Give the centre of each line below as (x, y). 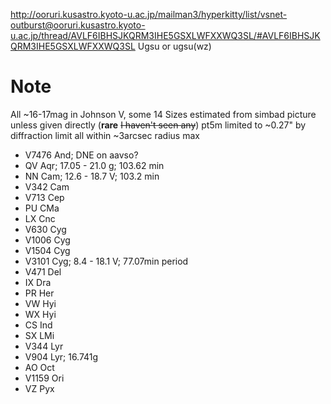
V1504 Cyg (47, 250)
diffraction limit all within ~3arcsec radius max (105, 135)
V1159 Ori (44, 378)
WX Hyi (40, 314)
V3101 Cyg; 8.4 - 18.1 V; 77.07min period (106, 261)
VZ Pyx (39, 388)
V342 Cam (47, 186)
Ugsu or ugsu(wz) (174, 46)
